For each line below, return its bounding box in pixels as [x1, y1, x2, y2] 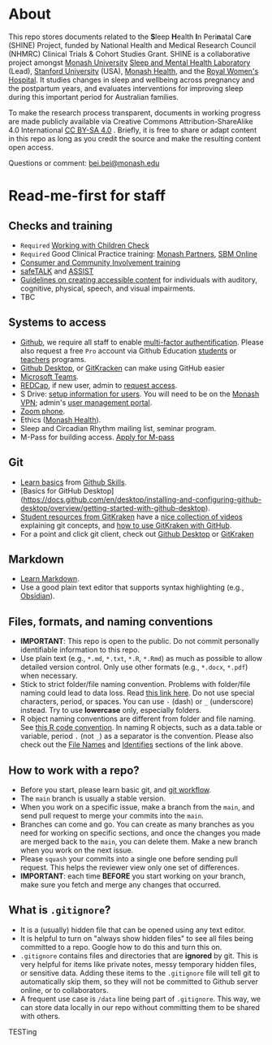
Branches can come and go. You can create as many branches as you [19, 819, 255, 829]
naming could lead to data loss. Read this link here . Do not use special [19, 688, 255, 698]
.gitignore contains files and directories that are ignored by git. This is [19, 951, 258, 961]
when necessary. [19, 671, 78, 680]
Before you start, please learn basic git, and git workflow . [19, 785, 212, 794]
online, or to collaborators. [19, 985, 109, 995]
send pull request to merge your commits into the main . [19, 811, 205, 820]
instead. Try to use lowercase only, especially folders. [19, 706, 201, 715]
